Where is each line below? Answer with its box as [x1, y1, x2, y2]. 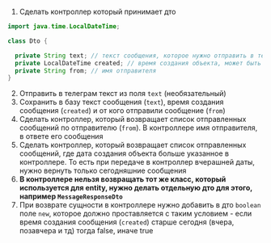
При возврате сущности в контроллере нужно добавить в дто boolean [19, 200, 261, 210]
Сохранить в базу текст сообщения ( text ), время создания [19, 97, 224, 107]
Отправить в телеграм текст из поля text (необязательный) [19, 89, 227, 98]
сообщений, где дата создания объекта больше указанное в [19, 149, 230, 158]
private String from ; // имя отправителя [15, 66, 157, 75]
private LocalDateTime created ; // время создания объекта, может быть [15, 59, 262, 67]
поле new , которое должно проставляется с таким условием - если [19, 209, 252, 219]
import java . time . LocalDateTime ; [7, 23, 121, 31]
